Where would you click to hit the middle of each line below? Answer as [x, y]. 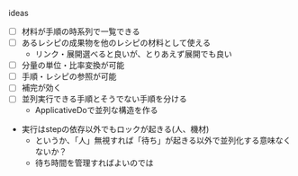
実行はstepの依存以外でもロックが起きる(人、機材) [115, 129]
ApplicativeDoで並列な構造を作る [96, 110]
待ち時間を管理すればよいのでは [94, 163]
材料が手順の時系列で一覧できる [81, 31]
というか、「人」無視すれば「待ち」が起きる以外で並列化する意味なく [163, 141]
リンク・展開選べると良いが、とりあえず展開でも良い [134, 54]
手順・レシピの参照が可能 [69, 76]
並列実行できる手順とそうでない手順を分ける [104, 99]
